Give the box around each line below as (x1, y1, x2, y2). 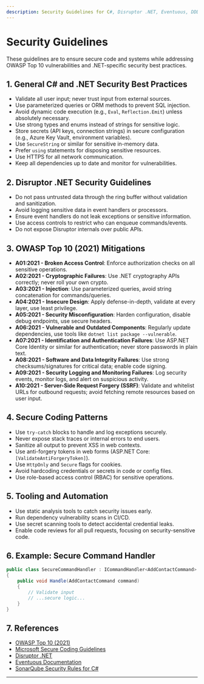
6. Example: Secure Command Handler (6, 550, 156, 561)
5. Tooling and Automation (6, 491, 109, 501)
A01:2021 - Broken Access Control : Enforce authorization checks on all (15, 259, 195, 266)
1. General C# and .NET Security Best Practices (6, 79, 188, 89)
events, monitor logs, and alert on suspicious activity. (15, 376, 149, 382)
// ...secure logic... (28, 595, 86, 601)
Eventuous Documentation (15, 659, 82, 666)
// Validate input (28, 589, 75, 595)
